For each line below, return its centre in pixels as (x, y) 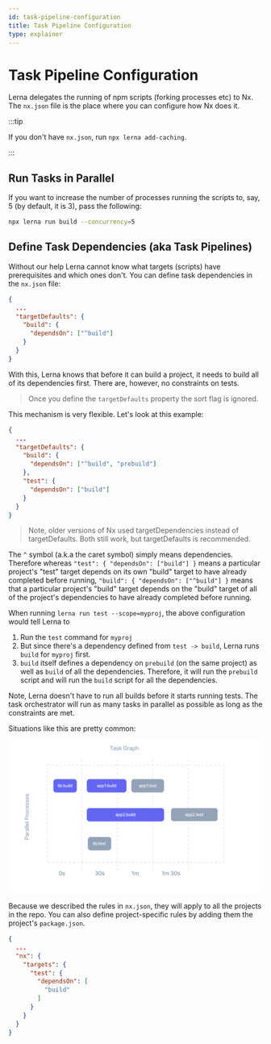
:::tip (16, 122)
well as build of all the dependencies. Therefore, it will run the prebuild (139, 672)
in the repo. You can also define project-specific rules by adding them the (131, 915)
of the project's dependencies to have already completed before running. (130, 598)
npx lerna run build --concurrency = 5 (72, 222)
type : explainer (35, 34)
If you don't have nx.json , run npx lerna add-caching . (98, 137)
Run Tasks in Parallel (61, 178)
